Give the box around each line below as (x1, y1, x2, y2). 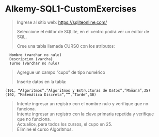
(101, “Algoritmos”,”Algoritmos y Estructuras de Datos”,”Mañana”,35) (5, 88, 151, 93)
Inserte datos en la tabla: (16, 79, 66, 84)
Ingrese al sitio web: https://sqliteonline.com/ (16, 19, 107, 25)
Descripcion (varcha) (9, 56, 53, 61)
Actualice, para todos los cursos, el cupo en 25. (16, 121, 112, 127)
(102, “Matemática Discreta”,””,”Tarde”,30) (5, 92, 96, 97)
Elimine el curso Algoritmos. (16, 126, 73, 132)
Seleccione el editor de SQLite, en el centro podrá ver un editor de (16, 28, 149, 34)
